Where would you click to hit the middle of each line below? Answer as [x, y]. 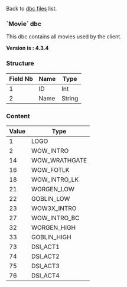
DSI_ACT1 [46, 246]
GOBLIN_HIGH [52, 237]
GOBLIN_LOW [51, 198]
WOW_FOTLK [51, 169]
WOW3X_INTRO [54, 208]
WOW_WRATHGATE [59, 160]
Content [18, 116]
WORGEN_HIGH [53, 227]
